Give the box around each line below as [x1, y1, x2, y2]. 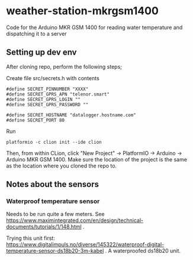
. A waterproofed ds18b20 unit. [105, 248, 181, 255]
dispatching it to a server [6, 30, 67, 37]
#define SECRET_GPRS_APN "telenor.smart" [6, 91, 110, 97]
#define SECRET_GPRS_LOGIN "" [6, 96, 81, 102]
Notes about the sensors [6, 179, 99, 189]
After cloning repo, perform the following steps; [6, 63, 123, 70]
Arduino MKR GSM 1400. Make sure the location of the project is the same [6, 156, 188, 163]
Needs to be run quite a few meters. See [6, 211, 105, 218]
